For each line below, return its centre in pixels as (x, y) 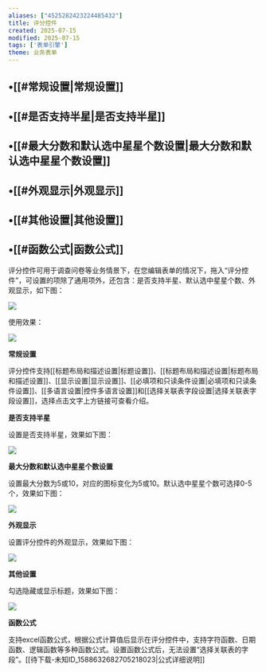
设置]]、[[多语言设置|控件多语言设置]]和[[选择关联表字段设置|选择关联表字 (136, 390)
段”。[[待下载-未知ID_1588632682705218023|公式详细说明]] (107, 659)
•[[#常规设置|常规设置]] (66, 87)
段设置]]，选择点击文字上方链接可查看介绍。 (81, 400)
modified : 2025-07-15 (44, 38)
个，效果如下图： (36, 493)
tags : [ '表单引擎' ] (38, 45)
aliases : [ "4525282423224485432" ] (66, 16)
